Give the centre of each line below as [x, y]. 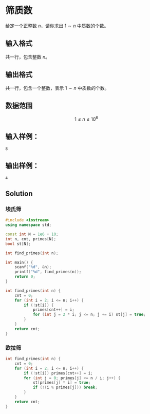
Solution [19, 194]
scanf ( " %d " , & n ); [33, 267]
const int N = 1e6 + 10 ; [32, 234]
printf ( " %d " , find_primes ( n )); [48, 272]
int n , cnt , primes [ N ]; [31, 239]
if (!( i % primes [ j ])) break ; [65, 388]
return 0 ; [25, 277]
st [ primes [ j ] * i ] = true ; [62, 383]
